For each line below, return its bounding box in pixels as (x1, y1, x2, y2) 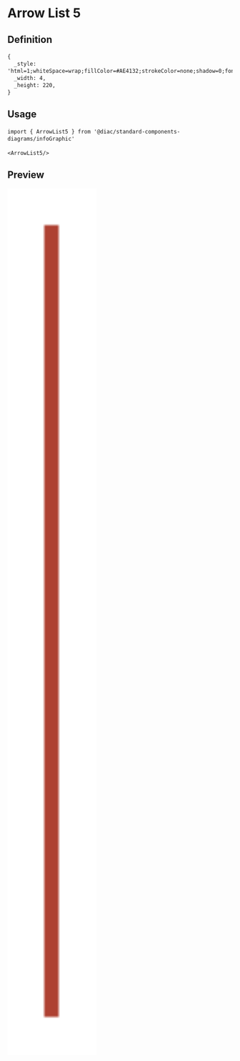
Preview (7, 169, 45, 181)
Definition (7, 34, 52, 46)
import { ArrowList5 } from (7, 128, 91, 135)
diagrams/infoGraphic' (7, 135, 75, 142)
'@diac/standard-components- (94, 128, 181, 135)
